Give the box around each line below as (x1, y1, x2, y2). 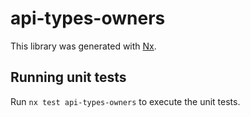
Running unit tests (10, 69, 127, 86)
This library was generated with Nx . (10, 40, 157, 52)
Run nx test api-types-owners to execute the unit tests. (10, 95, 241, 107)
